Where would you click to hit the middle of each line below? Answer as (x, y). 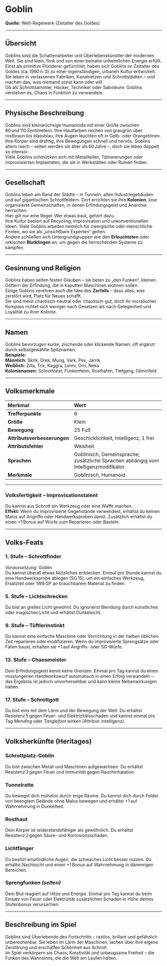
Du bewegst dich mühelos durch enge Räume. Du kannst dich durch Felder (82, 796)
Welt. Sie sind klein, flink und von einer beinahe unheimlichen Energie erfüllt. (83, 60)
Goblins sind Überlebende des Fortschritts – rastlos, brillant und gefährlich (81, 937)
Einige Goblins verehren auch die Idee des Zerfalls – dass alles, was (75, 291)
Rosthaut (16, 819)
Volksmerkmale (30, 391)
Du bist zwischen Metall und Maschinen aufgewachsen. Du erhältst (74, 766)
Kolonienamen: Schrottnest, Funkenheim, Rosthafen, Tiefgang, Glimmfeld (81, 371)
